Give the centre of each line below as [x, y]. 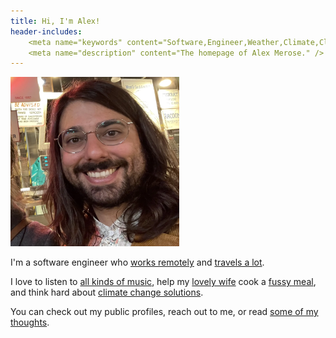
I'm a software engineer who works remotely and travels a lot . [137, 262]
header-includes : [46, 31]
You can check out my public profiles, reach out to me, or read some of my [164, 312]
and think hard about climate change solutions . [107, 292]
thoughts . [30, 322]
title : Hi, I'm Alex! [55, 21]
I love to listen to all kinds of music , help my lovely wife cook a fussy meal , [163, 282]
